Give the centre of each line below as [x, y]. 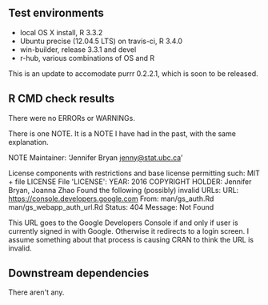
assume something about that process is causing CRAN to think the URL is [131, 239]
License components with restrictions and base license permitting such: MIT [134, 173]
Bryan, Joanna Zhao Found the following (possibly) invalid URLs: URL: [124, 190]
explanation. [29, 142]
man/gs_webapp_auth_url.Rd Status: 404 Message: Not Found [111, 207]
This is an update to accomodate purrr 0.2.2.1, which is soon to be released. [133, 73]
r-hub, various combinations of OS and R [87, 58]
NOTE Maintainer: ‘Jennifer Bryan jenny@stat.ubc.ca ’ [96, 157]
